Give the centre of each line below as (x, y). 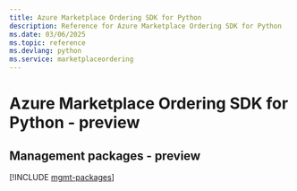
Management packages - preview (105, 156)
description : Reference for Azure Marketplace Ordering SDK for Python (145, 26)
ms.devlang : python (46, 51)
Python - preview (75, 123)
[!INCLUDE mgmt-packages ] (62, 177)
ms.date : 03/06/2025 (48, 34)
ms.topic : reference (48, 43)
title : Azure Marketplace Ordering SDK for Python (106, 17)
